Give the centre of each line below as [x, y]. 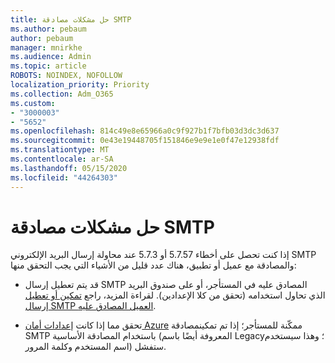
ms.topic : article [48, 66]
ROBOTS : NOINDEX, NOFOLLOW [66, 76]
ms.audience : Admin [51, 57]
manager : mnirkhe [46, 47]
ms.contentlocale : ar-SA [62, 159]
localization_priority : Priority [80, 85]
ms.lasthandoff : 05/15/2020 [69, 168]
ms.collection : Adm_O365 [62, 94]
